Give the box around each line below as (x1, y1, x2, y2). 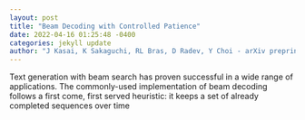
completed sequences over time (9, 100, 130, 111)
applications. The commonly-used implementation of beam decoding (9, 81, 268, 92)
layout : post (9, 13, 59, 23)
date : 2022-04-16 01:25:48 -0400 (9, 30, 136, 39)
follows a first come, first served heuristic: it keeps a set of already (9, 91, 259, 102)
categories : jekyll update (9, 38, 112, 48)
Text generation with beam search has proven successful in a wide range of (9, 71, 293, 82)
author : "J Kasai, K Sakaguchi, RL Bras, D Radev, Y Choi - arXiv (9, 47, 266, 56)
